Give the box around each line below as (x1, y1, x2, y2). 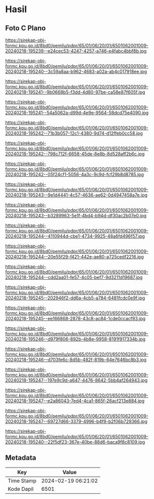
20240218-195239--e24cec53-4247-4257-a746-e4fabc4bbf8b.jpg (5, 48, 147, 54)
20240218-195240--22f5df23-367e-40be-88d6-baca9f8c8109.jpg (5, 439, 145, 445)
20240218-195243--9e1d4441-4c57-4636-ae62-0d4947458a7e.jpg (5, 192, 148, 198)
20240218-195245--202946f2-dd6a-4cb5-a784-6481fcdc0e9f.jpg (5, 295, 145, 301)
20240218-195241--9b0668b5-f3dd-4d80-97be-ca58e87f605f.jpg (5, 89, 145, 95)
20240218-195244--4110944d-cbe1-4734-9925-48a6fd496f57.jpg (5, 233, 145, 239)
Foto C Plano (5, 24, 46, 32)
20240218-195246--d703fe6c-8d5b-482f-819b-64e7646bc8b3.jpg (5, 357, 147, 363)
